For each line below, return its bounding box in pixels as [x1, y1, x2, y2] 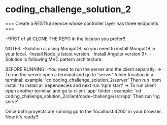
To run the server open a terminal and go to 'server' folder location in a [5, 71, 154, 77]
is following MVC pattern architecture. [23, 56, 103, 62]
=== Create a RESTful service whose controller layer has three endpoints [5, 20, 158, 26]
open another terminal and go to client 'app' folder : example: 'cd [5, 87, 141, 93]
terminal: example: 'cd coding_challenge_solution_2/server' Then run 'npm [5, 77, 161, 83]
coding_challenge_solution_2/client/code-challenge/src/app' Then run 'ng [5, 93, 160, 99]
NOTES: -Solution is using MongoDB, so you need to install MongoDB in [5, 45, 156, 51]
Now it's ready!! [5, 113, 39, 120]
